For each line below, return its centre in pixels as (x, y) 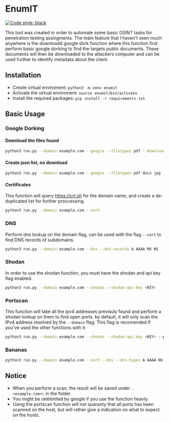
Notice (16, 376)
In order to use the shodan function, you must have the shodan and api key (83, 273)
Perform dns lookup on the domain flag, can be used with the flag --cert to (83, 234)
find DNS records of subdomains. (40, 240)
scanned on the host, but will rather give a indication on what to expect (86, 409)
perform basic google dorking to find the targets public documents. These (82, 48)
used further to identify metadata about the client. (57, 59)
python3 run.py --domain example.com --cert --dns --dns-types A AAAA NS (84, 360)
